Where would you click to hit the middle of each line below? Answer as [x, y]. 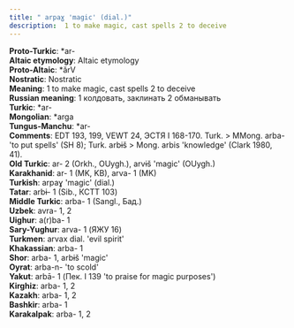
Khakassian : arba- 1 [46, 248]
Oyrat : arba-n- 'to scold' [54, 267]
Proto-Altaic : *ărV [43, 69]
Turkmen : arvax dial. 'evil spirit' [67, 239]
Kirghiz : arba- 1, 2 [42, 286]
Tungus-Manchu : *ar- [50, 126]
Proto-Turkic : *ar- [42, 50]
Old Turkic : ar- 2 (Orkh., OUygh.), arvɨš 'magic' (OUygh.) [113, 164]
